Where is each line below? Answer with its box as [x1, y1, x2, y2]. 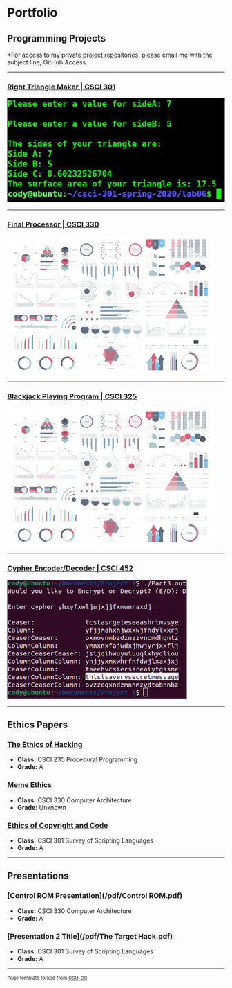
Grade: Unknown [17, 803, 67, 811]
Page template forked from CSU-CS [7, 974, 88, 981]
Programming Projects [7, 33, 106, 44]
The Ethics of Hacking [7, 739, 83, 749]
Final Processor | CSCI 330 [7, 220, 99, 229]
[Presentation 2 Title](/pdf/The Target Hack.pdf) [7, 931, 173, 941]
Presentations [7, 870, 69, 882]
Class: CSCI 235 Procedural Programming [17, 755, 138, 764]
